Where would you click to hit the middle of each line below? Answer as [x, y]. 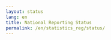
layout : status [25, 11]
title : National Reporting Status [49, 22]
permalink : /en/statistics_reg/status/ [55, 28]
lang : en [16, 17]
